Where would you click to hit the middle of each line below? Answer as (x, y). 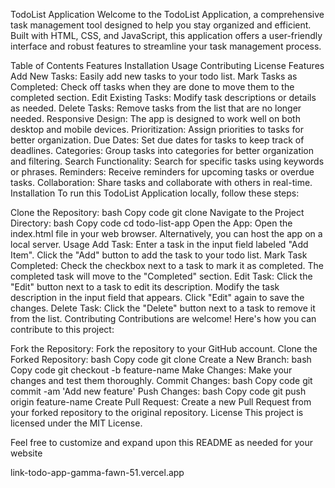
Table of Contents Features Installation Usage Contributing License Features (167, 65)
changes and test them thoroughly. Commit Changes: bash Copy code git (161, 380)
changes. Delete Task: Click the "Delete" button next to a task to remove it (163, 308)
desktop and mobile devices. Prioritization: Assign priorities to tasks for (157, 129)
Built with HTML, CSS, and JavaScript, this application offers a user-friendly (166, 35)
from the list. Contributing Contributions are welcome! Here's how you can (163, 318)
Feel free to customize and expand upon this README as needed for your (162, 442)
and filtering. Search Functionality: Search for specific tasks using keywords (167, 161)
